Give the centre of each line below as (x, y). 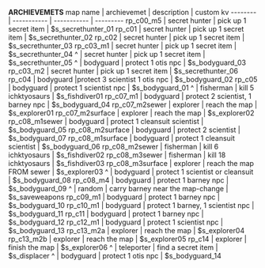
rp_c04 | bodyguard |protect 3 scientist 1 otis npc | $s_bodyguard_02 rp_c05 (133, 79)
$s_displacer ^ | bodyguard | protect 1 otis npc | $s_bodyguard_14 (115, 256)
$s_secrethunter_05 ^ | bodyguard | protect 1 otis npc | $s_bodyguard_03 (127, 62)
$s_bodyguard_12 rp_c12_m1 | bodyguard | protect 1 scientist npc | (116, 222)
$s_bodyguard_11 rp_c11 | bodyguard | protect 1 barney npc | (106, 214)
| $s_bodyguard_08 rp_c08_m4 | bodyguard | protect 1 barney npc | (119, 180)
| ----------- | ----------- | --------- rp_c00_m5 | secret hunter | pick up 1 (127, 21)
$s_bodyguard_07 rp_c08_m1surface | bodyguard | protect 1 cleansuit (122, 138)
